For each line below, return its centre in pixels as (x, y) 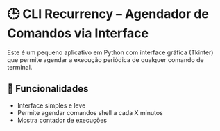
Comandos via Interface (78, 33)
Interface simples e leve (51, 105)
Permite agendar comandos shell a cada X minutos (90, 112)
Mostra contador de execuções (62, 120)
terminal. (20, 67)
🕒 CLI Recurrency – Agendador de (108, 14)
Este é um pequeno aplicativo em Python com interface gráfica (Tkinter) (110, 52)
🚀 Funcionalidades (48, 89)
